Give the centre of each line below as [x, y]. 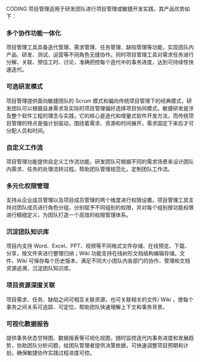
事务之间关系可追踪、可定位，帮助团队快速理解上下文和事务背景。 [87, 307]
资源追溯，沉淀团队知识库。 [40, 268]
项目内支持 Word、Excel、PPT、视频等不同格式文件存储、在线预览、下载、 [98, 246]
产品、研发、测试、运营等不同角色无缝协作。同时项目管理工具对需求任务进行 [100, 55]
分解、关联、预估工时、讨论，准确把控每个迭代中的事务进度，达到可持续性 [97, 62]
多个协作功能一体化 [34, 33]
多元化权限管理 [28, 185]
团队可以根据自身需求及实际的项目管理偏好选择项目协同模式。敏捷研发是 [100, 108]
